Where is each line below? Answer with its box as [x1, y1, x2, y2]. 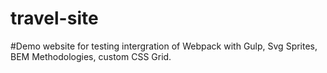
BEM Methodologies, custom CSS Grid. [10, 50, 172, 62]
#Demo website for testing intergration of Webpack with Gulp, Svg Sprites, [10, 40, 318, 52]
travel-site [10, 7, 99, 30]
